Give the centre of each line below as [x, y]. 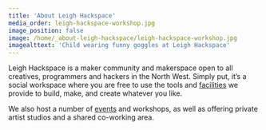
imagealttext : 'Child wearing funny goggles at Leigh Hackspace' [119, 45]
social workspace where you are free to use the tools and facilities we [123, 85]
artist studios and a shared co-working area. [81, 117]
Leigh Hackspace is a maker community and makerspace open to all [121, 68]
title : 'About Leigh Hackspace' [62, 16]
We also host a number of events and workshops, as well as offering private [133, 109]
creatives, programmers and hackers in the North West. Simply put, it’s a [127, 77]
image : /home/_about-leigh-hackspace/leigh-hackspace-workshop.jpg [123, 38]
